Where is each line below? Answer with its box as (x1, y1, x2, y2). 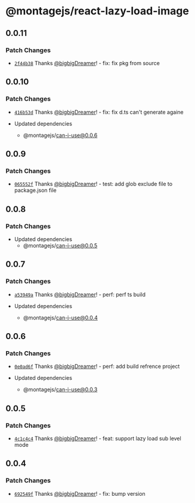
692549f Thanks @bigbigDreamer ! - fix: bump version (14, 490, 146, 497)
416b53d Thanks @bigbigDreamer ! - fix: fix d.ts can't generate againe (14, 108, 184, 115)
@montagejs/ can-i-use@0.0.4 (23, 314, 98, 321)
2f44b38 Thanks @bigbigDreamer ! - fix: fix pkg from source (14, 59, 160, 66)
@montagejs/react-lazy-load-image (5, 4, 189, 18)
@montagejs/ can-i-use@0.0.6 (23, 132, 98, 139)
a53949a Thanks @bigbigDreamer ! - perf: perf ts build (14, 291, 146, 298)
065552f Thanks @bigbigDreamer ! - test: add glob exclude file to (14, 181, 173, 188)
